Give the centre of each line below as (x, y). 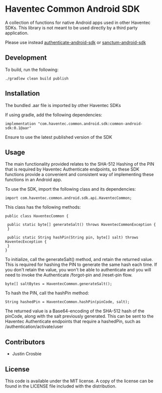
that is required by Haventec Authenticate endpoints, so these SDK (72, 169)
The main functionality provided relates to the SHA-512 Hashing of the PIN (80, 164)
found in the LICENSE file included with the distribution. (61, 386)
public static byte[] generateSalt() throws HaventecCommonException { (81, 225)
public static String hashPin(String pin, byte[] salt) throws (73, 238)
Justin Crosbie (27, 354)
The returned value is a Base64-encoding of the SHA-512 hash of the (75, 311)
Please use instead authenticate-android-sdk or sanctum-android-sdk (76, 42)
